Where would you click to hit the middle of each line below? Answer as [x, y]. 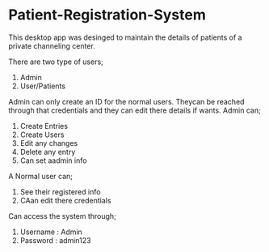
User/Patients [43, 86]
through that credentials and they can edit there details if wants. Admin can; [134, 110]
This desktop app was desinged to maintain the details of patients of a [125, 37]
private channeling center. [52, 45]
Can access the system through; [63, 216]
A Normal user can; [41, 176]
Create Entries [44, 126]
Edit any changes [49, 143]
